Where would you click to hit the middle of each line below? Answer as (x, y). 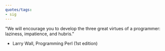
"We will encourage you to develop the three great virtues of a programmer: (83, 28)
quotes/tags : (19, 10)
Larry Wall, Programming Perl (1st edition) (55, 43)
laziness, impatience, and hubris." (40, 34)
